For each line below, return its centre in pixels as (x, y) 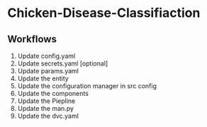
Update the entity (43, 78)
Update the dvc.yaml (48, 116)
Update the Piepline (46, 101)
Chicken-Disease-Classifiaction (104, 13)
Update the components (53, 93)
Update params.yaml (48, 71)
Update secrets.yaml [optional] (63, 64)
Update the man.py (46, 108)
